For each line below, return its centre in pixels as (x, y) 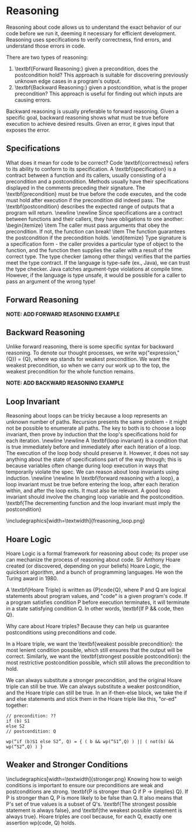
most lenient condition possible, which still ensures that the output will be (94, 650)
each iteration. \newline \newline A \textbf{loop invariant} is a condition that (97, 441)
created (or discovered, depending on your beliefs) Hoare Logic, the (88, 566)
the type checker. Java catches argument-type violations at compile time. (95, 269)
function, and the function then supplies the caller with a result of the (89, 250)
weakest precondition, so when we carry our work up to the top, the (88, 365)
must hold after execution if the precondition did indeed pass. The (86, 200)
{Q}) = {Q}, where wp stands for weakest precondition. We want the (88, 359)
